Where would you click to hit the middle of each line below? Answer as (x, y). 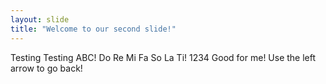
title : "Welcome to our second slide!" (93, 29)
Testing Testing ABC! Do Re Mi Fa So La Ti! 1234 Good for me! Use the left (163, 57)
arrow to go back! (46, 68)
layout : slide (40, 19)
